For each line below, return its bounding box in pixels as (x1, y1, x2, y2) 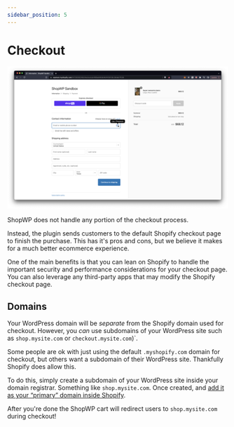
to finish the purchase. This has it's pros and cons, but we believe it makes (7, 237, 223, 245)
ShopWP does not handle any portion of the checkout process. (7, 216, 189, 224)
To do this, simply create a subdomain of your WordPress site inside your (7, 376, 219, 385)
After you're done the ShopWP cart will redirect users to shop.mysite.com (7, 405, 218, 413)
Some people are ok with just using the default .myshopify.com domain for (7, 348, 221, 356)
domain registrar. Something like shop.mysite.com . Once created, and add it (7, 384, 224, 392)
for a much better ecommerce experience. (7, 244, 130, 252)
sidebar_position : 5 (7, 11, 68, 18)
